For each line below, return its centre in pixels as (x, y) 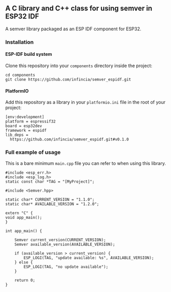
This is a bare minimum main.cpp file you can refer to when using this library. (86, 163)
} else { (24, 263)
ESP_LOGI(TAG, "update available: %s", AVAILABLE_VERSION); (89, 258)
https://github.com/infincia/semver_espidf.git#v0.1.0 (69, 140)
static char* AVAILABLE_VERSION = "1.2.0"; (52, 204)
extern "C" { (19, 213)
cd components (20, 75)
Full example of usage (33, 152)
